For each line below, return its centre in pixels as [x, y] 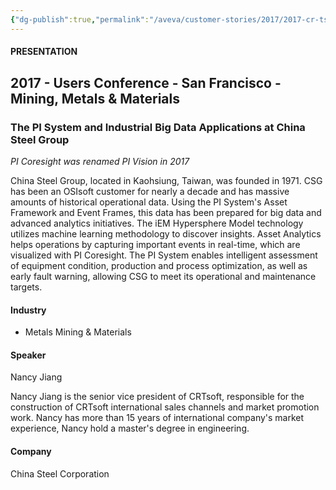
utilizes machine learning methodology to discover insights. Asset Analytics [166, 233]
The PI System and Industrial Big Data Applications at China [158, 127]
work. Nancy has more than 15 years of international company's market [157, 418]
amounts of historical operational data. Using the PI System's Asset [149, 202]
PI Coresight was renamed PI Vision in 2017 [100, 161]
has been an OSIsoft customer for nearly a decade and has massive [150, 191]
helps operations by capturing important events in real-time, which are [155, 244]
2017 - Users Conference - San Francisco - [146, 82]
